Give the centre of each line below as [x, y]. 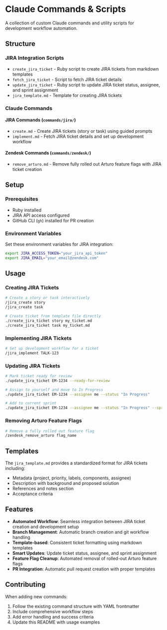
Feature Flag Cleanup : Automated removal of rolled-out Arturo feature [84, 558]
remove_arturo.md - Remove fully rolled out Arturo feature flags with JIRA [87, 164]
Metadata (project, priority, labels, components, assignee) [72, 478]
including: [15, 468]
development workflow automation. [42, 28]
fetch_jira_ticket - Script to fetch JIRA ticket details [67, 79]
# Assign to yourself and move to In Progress [54, 390]
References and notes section [43, 489]
